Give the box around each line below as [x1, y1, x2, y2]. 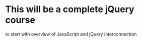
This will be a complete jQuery [5, 4, 134, 15]
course [5, 14, 35, 26]
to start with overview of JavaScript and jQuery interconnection [5, 31, 137, 37]
